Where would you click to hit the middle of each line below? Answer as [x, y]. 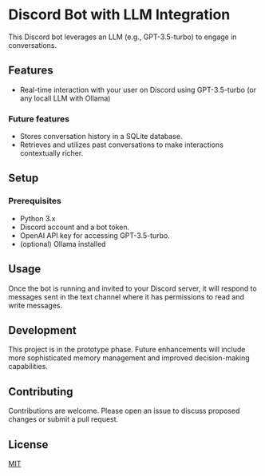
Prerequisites [35, 201]
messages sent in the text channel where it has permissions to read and [127, 296]
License [28, 444]
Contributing [41, 392]
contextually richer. [51, 153]
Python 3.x [38, 218]
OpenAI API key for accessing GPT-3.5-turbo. [95, 235]
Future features [39, 119]
